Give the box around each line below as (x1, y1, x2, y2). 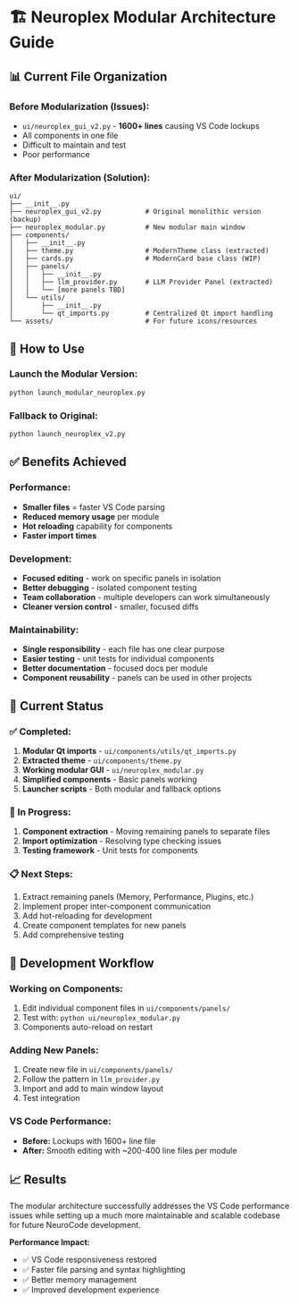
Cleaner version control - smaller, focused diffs (21, 601, 199, 612)
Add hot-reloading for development (21, 910, 153, 921)
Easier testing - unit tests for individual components (21, 654, 215, 665)
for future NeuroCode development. (9, 1219, 141, 1230)
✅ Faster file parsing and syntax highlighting (21, 1264, 186, 1274)
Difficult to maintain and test (21, 140, 127, 150)
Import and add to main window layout (21, 1083, 164, 1094)
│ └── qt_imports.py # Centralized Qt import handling (9, 309, 274, 318)
